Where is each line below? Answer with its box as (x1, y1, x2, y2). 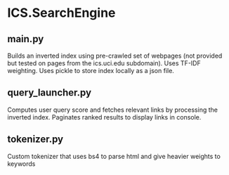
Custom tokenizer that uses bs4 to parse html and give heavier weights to (7, 152, 221, 160)
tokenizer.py (7, 134, 64, 145)
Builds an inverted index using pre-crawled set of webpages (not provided (7, 51, 223, 60)
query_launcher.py (7, 86, 92, 99)
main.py (7, 33, 44, 45)
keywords (7, 160, 36, 168)
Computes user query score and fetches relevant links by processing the (7, 105, 218, 114)
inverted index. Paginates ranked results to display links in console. (7, 112, 202, 121)
